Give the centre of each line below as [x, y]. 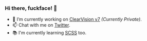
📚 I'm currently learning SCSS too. [49, 33]
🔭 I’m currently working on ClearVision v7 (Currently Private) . [77, 19]
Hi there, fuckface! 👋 [31, 8]
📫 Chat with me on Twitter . [41, 25]
